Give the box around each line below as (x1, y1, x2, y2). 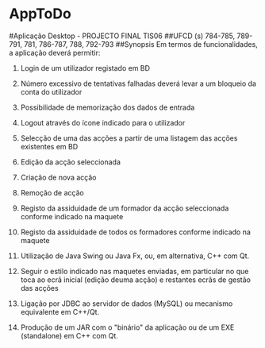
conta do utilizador (20, 87, 83, 96)
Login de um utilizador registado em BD (20, 63, 150, 72)
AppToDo (9, 5, 72, 23)
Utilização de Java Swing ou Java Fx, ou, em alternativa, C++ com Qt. (20, 251, 250, 261)
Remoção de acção (20, 188, 84, 197)
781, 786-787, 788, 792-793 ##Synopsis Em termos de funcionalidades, (24, 39, 259, 48)
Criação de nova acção (20, 172, 97, 182)
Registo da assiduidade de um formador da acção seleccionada (20, 203, 229, 213)
